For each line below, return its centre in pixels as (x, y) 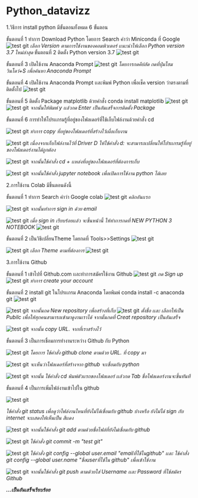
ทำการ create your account (62, 280)
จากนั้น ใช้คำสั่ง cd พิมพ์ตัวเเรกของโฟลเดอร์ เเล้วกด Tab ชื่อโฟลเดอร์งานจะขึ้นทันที (110, 376)
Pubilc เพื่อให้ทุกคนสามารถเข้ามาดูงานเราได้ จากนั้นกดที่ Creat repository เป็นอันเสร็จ (93, 317)
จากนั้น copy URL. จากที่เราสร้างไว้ (66, 329)
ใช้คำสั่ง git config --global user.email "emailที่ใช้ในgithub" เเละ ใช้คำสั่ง (110, 453)
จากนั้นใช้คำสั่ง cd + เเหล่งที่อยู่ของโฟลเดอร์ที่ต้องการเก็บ (85, 161)
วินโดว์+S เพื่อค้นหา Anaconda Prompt (49, 71)
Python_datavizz (48, 11)
